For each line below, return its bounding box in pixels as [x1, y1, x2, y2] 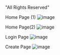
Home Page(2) [5, 24, 36, 30]
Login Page [5, 34, 29, 40]
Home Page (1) [5, 14, 36, 20]
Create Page [5, 44, 31, 50]
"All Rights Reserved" [5, 5, 49, 10]
